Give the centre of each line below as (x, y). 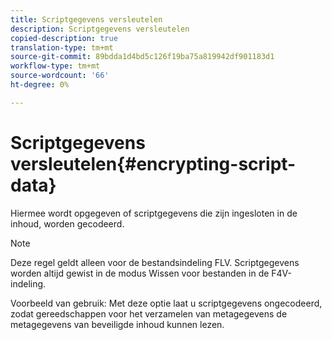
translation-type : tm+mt (62, 47)
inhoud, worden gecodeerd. (67, 223)
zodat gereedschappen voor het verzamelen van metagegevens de (149, 313)
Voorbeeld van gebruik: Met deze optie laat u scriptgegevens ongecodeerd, (166, 303)
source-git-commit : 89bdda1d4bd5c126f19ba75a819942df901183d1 (142, 57)
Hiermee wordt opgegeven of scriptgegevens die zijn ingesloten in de (154, 213)
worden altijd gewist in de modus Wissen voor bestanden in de (140, 273)
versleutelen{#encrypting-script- (153, 163)
